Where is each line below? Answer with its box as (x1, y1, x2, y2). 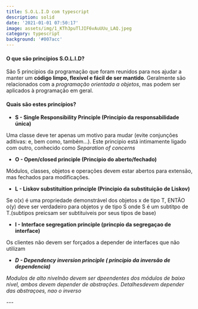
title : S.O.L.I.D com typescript (6, 8, 89, 15)
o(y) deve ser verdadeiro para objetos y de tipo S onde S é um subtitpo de (6, 203, 188, 210)
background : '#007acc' (6, 36, 63, 42)
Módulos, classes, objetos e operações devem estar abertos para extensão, (6, 167, 193, 174)
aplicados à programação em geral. (6, 87, 94, 94)
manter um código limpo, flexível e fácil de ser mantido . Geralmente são (6, 74, 186, 82)
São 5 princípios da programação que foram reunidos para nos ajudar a (6, 68, 182, 75)
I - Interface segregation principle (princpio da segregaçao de (14, 221, 171, 228)
